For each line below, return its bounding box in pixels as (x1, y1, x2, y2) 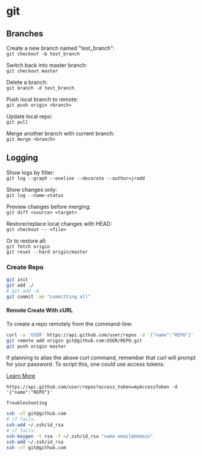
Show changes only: (6, 186, 58, 193)
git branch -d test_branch (6, 85, 75, 91)
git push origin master (6, 343, 67, 350)
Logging (6, 153, 38, 163)
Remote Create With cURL (6, 306, 73, 314)
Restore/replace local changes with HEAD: (6, 220, 112, 227)
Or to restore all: (6, 237, 47, 244)
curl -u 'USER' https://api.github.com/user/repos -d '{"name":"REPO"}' (6, 332, 194, 338)
